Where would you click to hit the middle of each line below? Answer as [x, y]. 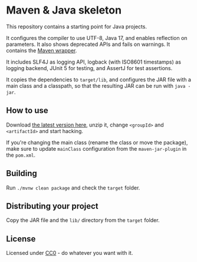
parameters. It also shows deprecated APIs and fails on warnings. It [88, 44]
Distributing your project [52, 206]
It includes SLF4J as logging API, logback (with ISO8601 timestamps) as [94, 62]
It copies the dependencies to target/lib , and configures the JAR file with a [99, 79]
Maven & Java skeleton [64, 10]
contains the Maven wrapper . [42, 50]
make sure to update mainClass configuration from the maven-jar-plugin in [96, 148]
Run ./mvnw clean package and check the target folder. [73, 188]
